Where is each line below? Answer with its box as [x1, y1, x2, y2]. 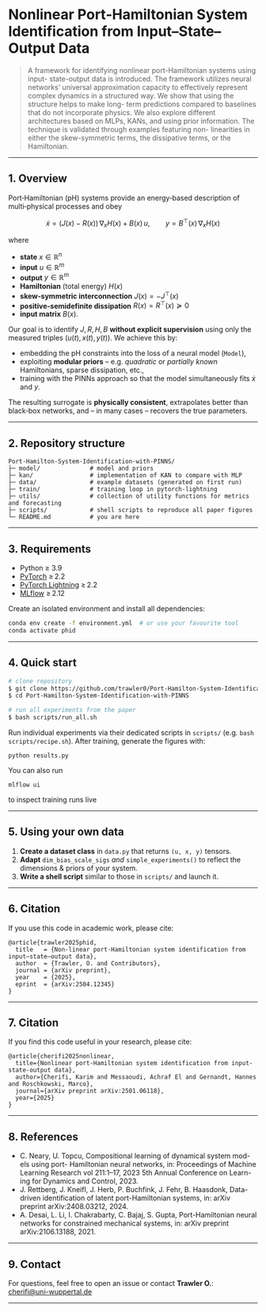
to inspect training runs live [8, 795, 97, 805]
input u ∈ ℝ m [19, 260, 65, 271]
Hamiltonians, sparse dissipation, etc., [19, 365, 145, 375]
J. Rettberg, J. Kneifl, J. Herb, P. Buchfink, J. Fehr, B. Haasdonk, [19, 1185, 228, 1195]
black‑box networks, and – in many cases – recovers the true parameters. [8, 406, 248, 416]
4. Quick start [8, 656, 77, 670]
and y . [19, 383, 41, 392]
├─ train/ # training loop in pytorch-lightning [8, 486, 218, 494]
